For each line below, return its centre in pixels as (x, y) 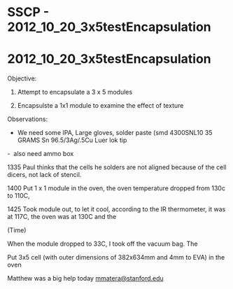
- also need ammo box (41, 154)
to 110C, (19, 196)
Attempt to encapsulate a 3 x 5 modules (75, 92)
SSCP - (28, 12)
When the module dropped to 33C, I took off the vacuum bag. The (103, 244)
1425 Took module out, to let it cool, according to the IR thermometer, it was (116, 209)
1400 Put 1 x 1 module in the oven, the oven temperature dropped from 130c (116, 188)
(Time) (17, 230)
